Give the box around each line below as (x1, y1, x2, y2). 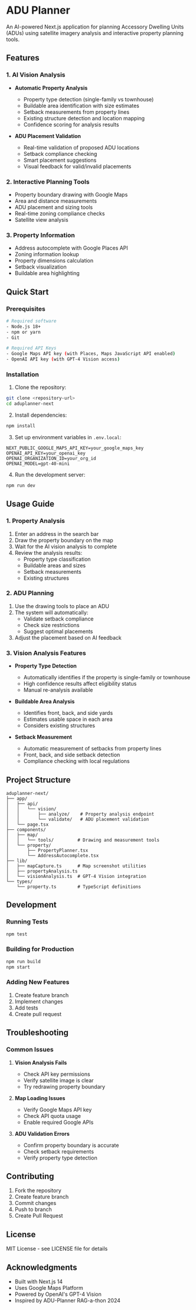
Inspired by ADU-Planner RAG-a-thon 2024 (14, 1296, 121, 1304)
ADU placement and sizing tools (14, 203, 93, 210)
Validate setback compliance (23, 615, 94, 622)
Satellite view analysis (14, 216, 69, 223)
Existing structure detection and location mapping (23, 114, 145, 122)
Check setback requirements (23, 1148, 94, 1155)
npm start (6, 964, 31, 970)
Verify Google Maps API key (23, 1106, 92, 1113)
